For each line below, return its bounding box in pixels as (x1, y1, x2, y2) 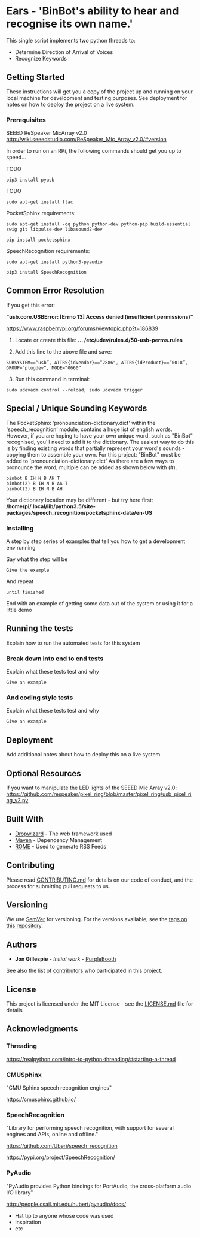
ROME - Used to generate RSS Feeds (14, 843, 106, 850)
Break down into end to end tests (6, 654, 104, 663)
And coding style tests (6, 693, 73, 702)
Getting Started (6, 72, 65, 82)
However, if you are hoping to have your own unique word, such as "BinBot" (6, 432, 193, 439)
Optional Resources (6, 768, 82, 779)
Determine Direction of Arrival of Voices (14, 48, 113, 55)
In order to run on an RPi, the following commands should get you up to (6, 147, 181, 155)
